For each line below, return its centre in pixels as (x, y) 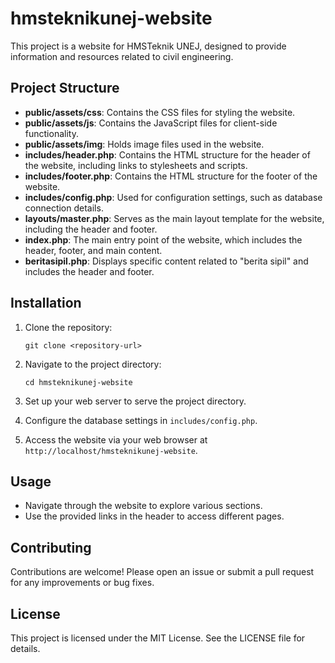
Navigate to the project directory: (93, 364)
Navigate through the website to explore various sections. (143, 506)
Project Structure (65, 88)
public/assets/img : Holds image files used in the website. (144, 144)
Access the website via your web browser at (116, 439)
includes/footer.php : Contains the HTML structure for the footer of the (171, 176)
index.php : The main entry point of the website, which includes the (163, 239)
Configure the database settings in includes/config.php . (141, 420)
